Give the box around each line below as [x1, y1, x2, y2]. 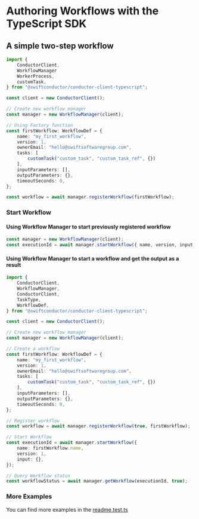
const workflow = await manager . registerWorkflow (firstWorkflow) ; [6, 194, 175, 200]
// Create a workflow [6, 346, 60, 352]
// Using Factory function [6, 122, 73, 128]
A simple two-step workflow [6, 41, 114, 51]
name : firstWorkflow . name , [17, 445, 84, 451]
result [6, 261, 21, 268]
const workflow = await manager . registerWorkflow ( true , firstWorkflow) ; [6, 423, 191, 429]
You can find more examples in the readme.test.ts [6, 506, 128, 513]
